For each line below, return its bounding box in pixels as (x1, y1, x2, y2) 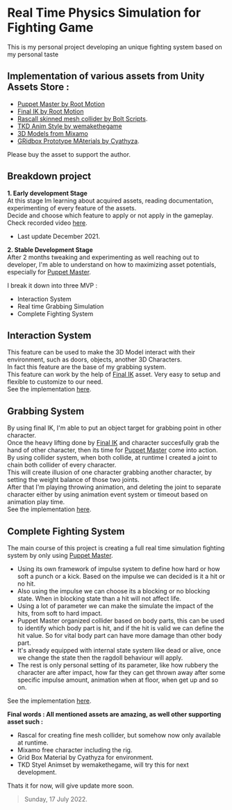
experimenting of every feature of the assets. (7, 203, 137, 212)
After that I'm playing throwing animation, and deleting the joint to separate (7, 483, 222, 492)
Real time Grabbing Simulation (17, 302, 104, 311)
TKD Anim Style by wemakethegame (17, 122, 123, 130)
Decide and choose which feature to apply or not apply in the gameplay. (7, 211, 214, 219)
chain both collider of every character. (7, 461, 117, 469)
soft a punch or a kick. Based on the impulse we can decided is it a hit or (17, 573, 226, 580)
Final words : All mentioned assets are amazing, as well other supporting (7, 710, 222, 718)
